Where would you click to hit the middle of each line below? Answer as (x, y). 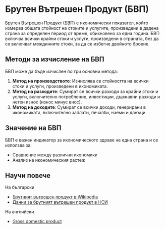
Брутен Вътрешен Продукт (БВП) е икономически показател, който (77, 23)
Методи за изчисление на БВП (55, 60)
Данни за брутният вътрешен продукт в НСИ (60, 202)
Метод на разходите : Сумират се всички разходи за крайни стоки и (85, 91)
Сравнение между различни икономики (55, 155)
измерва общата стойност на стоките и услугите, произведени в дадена (82, 28)
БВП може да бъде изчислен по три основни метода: (62, 71)
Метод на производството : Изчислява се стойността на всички (80, 81)
